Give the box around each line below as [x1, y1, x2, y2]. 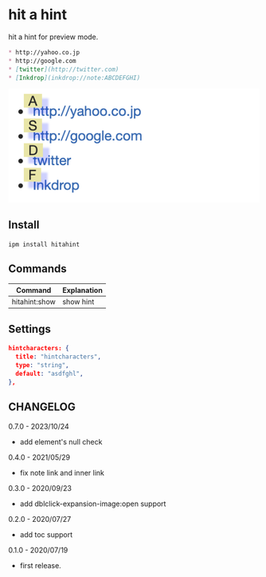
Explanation [62, 285, 104, 294]
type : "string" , [15, 362, 69, 370]
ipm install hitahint [8, 240, 80, 248]
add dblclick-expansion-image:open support [19, 499, 166, 508]
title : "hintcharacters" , [15, 353, 102, 361]
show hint [62, 297, 95, 306]
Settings [8, 322, 52, 336]
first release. [19, 560, 61, 570]
